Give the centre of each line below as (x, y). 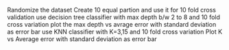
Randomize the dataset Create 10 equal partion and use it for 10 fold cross (111, 10)
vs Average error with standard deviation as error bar (82, 39)
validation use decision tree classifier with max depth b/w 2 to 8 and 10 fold (114, 17)
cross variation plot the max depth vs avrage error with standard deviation (112, 24)
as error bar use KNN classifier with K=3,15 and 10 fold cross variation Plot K (115, 32)
